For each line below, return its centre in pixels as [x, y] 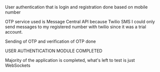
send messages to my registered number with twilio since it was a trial [76, 27]
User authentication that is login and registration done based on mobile [76, 7]
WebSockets [18, 65]
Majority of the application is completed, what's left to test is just [70, 60]
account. [14, 32]
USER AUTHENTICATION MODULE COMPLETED [54, 51]
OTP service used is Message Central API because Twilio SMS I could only [80, 22]
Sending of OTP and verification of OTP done [50, 41]
